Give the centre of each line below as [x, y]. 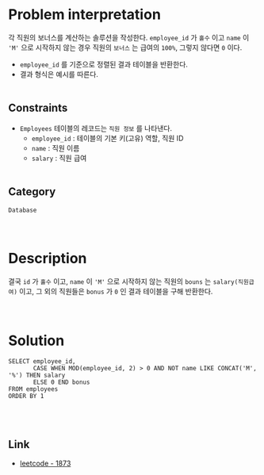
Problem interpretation [84, 15]
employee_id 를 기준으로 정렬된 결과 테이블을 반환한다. [104, 64]
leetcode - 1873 [45, 464]
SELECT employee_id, [42, 362]
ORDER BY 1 [26, 396]
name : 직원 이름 [55, 147]
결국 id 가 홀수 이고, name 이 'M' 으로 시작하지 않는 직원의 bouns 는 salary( [123, 281]
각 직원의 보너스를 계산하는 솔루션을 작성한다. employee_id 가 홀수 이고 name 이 [129, 37]
